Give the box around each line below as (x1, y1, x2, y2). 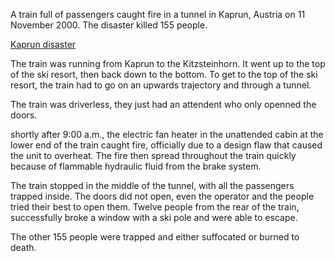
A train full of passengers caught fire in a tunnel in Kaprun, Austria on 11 (10, 9, 306, 20)
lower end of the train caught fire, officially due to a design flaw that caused (10, 139, 323, 151)
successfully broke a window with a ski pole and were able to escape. (10, 212, 298, 223)
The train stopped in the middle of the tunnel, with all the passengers (10, 180, 295, 191)
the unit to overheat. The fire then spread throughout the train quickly (10, 150, 297, 161)
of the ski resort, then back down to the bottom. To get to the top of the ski (10, 69, 318, 80)
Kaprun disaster (10, 39, 77, 50)
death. (10, 242, 37, 253)
